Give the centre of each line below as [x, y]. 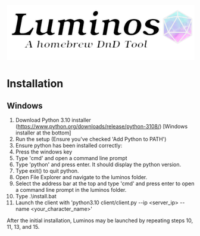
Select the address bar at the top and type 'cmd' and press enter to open [105, 183]
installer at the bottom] [43, 133]
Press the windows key [44, 152]
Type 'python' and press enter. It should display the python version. [98, 165]
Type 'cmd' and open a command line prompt [71, 158]
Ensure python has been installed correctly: [69, 146]
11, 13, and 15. [23, 227]
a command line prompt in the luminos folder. [71, 190]
